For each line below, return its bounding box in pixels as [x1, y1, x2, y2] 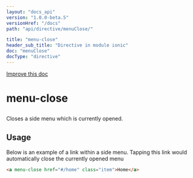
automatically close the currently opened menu [6, 155, 124, 162]
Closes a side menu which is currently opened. [6, 114, 123, 122]
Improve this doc [6, 70, 48, 77]
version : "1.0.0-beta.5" [6, 15, 69, 21]
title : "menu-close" [6, 37, 59, 43]
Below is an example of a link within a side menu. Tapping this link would [6, 148, 188, 156]
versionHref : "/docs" [6, 20, 61, 26]
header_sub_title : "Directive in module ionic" [6, 42, 129, 48]
